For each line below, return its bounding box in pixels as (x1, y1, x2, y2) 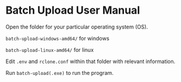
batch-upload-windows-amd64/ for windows (5, 34, 110, 42)
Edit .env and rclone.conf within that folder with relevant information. (5, 58, 176, 65)
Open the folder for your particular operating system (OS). (5, 23, 148, 30)
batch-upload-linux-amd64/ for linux (5, 46, 94, 53)
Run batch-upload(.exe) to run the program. (5, 69, 114, 76)
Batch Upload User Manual (5, 4, 141, 17)
